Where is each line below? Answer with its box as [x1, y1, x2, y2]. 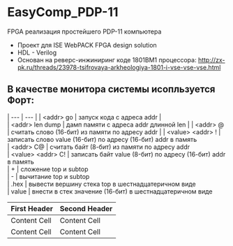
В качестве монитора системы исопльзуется [7, 83, 216, 95]
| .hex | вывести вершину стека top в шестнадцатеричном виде [7, 180, 197, 188]
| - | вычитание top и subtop [7, 172, 90, 180]
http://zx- [197, 55, 225, 64]
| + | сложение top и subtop [7, 165, 89, 173]
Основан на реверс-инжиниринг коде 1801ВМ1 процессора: [17, 55, 197, 64]
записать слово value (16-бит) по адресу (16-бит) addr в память [7, 135, 197, 143]
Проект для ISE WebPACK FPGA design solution [17, 41, 157, 49]
